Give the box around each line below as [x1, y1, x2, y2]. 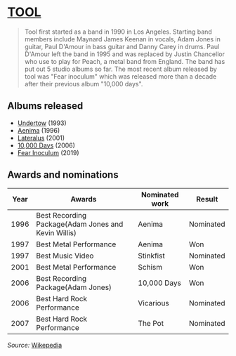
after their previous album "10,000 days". [24, 79, 143, 88]
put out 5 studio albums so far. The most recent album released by [24, 65, 218, 73]
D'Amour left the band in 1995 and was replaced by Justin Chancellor [24, 50, 225, 58]
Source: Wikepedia [7, 341, 63, 349]
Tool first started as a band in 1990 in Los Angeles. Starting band [24, 27, 212, 36]
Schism [138, 262, 163, 272]
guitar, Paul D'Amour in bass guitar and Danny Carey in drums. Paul [24, 42, 220, 51]
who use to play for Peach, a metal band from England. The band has [24, 57, 225, 65]
